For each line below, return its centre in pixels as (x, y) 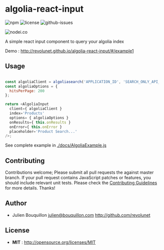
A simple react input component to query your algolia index (65, 41)
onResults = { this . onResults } (40, 122)
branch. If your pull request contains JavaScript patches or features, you (78, 178)
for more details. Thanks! (30, 188)
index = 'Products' (27, 113)
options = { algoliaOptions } (39, 118)
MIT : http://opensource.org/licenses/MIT (54, 242)
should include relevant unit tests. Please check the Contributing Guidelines (81, 183)
